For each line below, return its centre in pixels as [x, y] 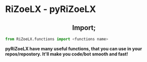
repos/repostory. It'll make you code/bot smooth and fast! [67, 54]
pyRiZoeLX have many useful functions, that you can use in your [74, 48]
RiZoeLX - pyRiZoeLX [51, 9]
